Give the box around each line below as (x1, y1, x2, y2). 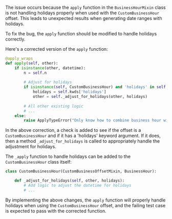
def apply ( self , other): (5, 61, 58, 66)
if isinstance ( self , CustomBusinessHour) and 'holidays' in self (24, 85, 166, 90)
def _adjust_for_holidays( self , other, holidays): (14, 178, 125, 184)
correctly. (5, 36, 26, 42)
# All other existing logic (24, 104, 83, 109)
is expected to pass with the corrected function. (5, 208, 106, 214)
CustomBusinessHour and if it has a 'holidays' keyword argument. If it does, (5, 133, 161, 139)
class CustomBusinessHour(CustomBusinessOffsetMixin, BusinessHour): (5, 169, 157, 174)
